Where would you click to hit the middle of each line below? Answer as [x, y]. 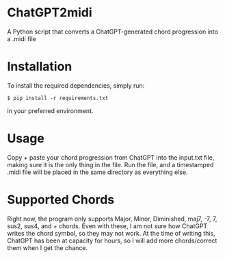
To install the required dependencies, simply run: [76, 85]
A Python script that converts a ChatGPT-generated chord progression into [113, 32]
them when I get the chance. [47, 247]
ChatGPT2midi [50, 13]
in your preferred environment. [50, 110]
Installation [40, 67]
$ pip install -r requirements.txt [58, 98]
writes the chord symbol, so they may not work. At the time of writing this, [111, 233]
